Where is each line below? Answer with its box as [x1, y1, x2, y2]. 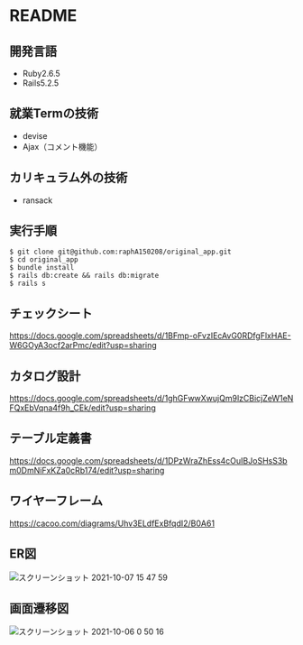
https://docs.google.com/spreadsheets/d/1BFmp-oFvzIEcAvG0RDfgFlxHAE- [9, 330, 291, 341]
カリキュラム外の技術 [9, 170, 128, 186]
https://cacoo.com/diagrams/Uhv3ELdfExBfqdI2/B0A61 [9, 518, 215, 529]
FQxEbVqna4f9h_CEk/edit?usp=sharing [9, 402, 156, 413]
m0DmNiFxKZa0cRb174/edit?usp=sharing [9, 465, 165, 475]
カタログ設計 [9, 368, 81, 383]
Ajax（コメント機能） [22, 141, 103, 152]
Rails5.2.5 [22, 78, 60, 88]
